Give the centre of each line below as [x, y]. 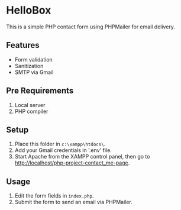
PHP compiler [31, 111]
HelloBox [29, 10]
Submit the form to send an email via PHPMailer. [74, 202]
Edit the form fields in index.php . [54, 196]
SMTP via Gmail [34, 72]
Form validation [34, 59]
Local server [30, 105]
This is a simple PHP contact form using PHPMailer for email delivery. [91, 27]
